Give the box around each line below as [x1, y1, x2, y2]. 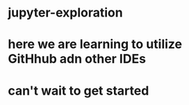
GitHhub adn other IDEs [8, 51, 147, 67]
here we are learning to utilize [8, 37, 183, 52]
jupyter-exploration [8, 5, 124, 21]
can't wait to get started [8, 83, 149, 98]
